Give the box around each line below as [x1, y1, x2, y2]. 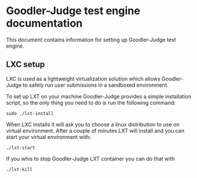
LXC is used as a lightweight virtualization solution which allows [6, 75, 161, 82]
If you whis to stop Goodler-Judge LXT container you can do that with [6, 155, 175, 162]
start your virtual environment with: [6, 133, 91, 140]
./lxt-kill [6, 166, 33, 172]
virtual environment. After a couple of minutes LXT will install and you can [6, 127, 185, 134]
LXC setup [6, 60, 45, 70]
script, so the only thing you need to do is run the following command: [6, 99, 176, 106]
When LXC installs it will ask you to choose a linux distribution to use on [6, 121, 180, 128]
